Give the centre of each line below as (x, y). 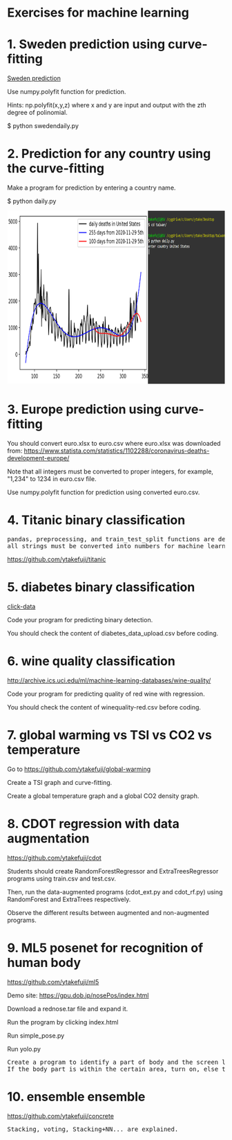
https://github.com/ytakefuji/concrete (60, 1116)
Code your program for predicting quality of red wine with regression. (106, 694)
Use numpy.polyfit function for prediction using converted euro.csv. (104, 492)
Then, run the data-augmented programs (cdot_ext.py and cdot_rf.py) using (115, 892)
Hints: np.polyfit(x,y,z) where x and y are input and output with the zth (107, 105)
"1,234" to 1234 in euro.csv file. (52, 479)
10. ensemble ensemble (76, 1097)
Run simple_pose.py (36, 1035)
